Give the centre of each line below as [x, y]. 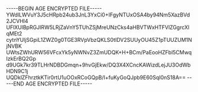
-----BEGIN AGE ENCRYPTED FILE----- [54, 9]
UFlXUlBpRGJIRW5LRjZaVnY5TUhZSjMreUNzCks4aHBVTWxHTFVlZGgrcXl [98, 27]
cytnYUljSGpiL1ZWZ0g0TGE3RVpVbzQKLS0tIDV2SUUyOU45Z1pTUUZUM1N [99, 40]
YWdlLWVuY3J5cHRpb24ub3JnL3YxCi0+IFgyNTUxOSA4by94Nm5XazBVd [98, 15]
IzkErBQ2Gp [21, 59]
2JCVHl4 [17, 21]
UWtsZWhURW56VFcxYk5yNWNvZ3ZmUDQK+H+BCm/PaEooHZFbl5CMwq [99, 52]
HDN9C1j [17, 71]
